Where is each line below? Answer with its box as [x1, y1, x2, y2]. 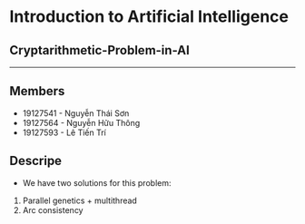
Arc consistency [22, 204, 84, 215]
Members [9, 83, 65, 99]
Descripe [9, 153, 62, 169]
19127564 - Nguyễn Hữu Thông [22, 117, 141, 128]
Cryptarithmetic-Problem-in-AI [9, 43, 191, 58]
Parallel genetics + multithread [22, 195, 138, 206]
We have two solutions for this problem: [22, 177, 172, 188]
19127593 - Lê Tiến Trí [22, 127, 106, 138]
